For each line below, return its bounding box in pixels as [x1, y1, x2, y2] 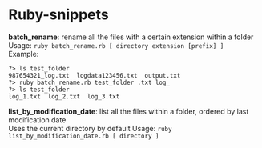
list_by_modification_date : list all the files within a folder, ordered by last [8, 106, 249, 116]
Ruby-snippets [8, 6, 110, 24]
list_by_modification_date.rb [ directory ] [8, 132, 159, 140]
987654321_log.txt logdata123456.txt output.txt [8, 71, 181, 79]
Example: [8, 49, 39, 58]
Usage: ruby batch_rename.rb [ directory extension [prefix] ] [8, 40, 224, 50]
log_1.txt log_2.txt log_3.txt [8, 92, 120, 101]
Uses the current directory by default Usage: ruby [8, 123, 172, 133]
